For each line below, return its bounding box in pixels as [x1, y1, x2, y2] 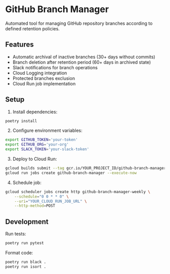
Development [5, 217, 49, 226]
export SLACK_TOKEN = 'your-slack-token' [5, 147, 90, 152]
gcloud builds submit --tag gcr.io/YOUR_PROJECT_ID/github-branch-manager [5, 166, 166, 171]
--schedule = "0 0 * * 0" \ [14, 194, 69, 199]
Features [5, 40, 34, 49]
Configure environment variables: [12, 127, 82, 133]
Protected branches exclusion [12, 75, 75, 81]
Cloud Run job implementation [12, 80, 76, 86]
